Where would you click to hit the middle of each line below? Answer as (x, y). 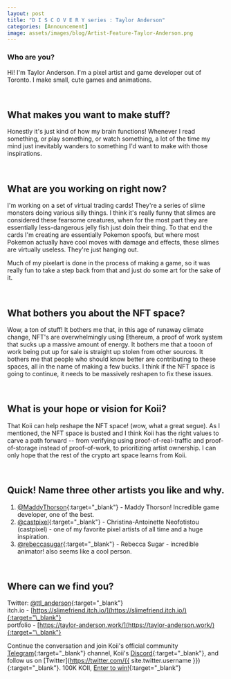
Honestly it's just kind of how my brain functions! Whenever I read (101, 132)
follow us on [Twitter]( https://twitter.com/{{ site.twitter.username (99, 661)
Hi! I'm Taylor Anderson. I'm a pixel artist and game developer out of (104, 72)
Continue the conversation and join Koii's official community (93, 646)
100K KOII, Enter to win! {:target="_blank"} (121, 668)
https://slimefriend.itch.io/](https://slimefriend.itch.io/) (110, 610)
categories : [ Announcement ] (48, 26)
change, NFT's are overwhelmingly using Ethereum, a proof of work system (115, 337)
